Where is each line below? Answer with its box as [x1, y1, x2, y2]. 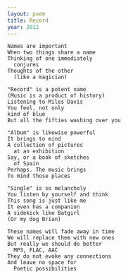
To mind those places [7, 172, 71, 180]
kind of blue [7, 111, 46, 118]
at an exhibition [13, 148, 65, 155]
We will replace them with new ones [7, 235, 115, 242]
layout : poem [7, 10, 46, 18]
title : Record [7, 17, 49, 24]
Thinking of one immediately [7, 55, 93, 62]
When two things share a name [7, 49, 96, 57]
